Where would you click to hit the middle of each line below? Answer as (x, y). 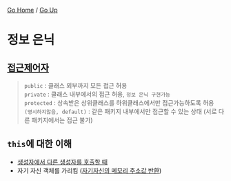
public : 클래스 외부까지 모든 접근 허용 (76, 85)
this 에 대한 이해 (40, 144)
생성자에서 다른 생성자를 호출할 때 (62, 162)
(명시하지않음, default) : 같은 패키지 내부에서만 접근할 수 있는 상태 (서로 (120, 111)
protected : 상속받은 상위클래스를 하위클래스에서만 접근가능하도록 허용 (119, 103)
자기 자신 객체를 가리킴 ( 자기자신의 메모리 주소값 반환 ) (89, 170)
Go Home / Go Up (32, 10)
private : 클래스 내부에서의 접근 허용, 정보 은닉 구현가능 (97, 94)
